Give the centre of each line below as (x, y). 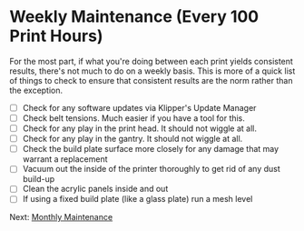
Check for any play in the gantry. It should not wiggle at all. (132, 139)
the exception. (36, 90)
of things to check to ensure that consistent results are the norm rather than (151, 80)
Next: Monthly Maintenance (61, 217)
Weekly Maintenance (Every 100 (134, 17)
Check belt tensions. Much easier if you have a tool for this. (133, 118)
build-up (39, 179)
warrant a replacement (65, 159)
